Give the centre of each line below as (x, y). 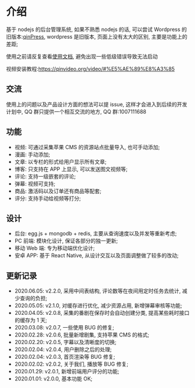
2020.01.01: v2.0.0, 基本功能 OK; (53, 379)
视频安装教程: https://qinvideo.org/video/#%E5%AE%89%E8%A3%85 (90, 68)
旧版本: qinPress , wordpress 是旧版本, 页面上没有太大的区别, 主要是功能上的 (97, 36)
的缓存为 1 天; (31, 320)
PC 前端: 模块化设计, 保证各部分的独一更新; (66, 241)
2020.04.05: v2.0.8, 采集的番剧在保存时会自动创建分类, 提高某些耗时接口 (102, 313)
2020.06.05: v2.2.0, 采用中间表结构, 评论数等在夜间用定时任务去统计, (97, 291)
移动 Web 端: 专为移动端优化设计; (54, 248)
